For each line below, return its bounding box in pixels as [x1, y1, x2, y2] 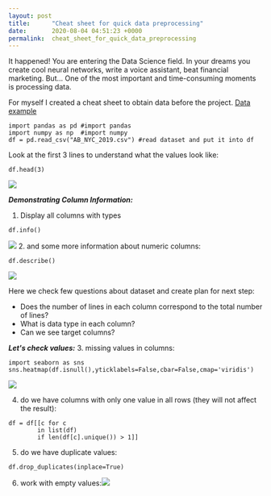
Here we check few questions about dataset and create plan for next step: [8, 286, 256, 296]
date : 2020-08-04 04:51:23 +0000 [8, 27, 143, 35]
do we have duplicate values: [19, 448, 118, 457]
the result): [19, 404, 56, 414]
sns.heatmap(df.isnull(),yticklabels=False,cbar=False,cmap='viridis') [8, 366, 254, 374]
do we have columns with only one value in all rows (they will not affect [19, 395, 256, 405]
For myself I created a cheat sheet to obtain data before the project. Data [8, 98, 251, 107]
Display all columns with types [19, 210, 122, 220]
